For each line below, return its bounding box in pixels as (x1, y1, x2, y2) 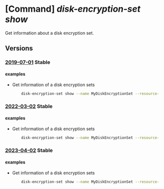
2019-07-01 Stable (5, 59, 50, 66)
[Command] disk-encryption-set (5, 3, 141, 15)
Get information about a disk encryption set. (5, 30, 94, 36)
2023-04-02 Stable (5, 147, 53, 154)
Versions (5, 44, 33, 52)
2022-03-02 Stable (5, 103, 53, 110)
